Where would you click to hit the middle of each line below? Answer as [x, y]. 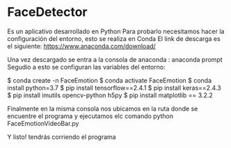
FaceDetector [47, 12]
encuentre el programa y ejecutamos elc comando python [90, 116]
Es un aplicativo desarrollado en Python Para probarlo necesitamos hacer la [116, 31]
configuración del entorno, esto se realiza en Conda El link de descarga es [114, 38]
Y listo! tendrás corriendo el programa [62, 137]
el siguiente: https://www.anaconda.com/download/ [82, 46]
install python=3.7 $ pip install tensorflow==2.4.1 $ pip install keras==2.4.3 [114, 88]
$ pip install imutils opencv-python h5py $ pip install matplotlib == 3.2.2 [110, 95]
